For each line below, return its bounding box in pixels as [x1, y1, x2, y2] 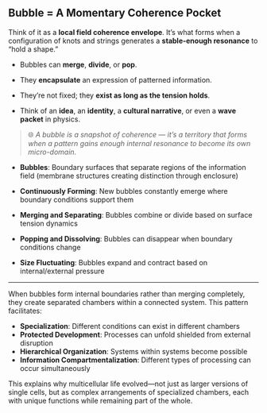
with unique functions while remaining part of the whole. [8, 396, 193, 405]
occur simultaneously [19, 363, 91, 372]
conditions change [19, 242, 81, 252]
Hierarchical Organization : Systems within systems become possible [19, 346, 248, 356]
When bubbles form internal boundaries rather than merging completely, [8, 289, 246, 299]
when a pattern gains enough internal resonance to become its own [27, 138, 251, 148]
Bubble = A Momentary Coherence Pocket [8, 6, 222, 20]
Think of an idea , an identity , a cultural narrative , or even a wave [19, 106, 237, 115]
